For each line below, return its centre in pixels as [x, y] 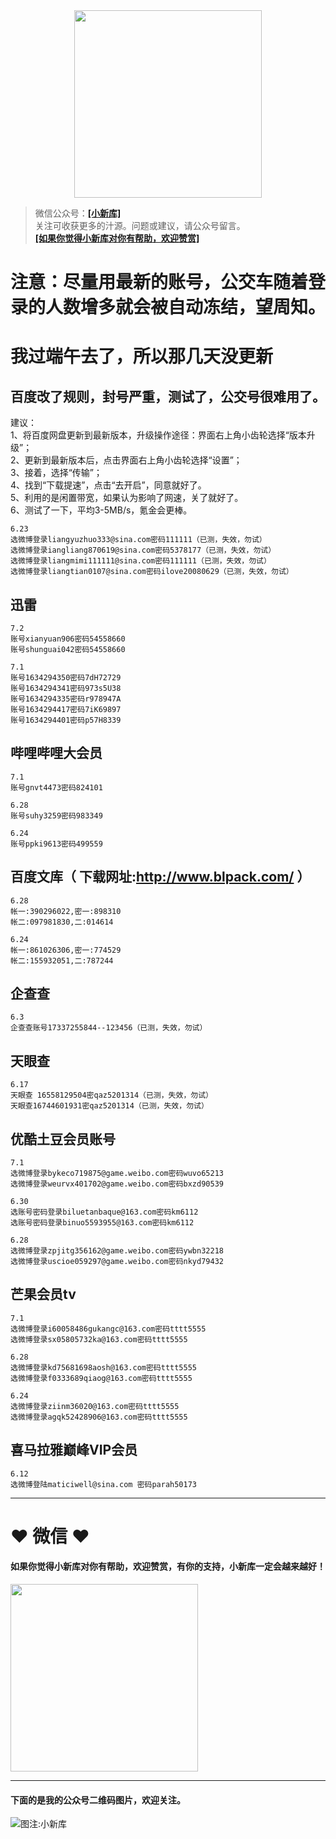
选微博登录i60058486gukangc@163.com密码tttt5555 [108, 1329]
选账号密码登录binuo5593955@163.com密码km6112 [102, 1223]
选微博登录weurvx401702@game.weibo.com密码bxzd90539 [117, 1184]
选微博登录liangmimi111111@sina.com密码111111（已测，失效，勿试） [141, 561]
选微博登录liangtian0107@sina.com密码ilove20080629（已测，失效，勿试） [152, 572]
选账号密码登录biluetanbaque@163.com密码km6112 [104, 1212]
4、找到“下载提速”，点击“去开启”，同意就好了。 [108, 485]
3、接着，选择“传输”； [56, 473]
